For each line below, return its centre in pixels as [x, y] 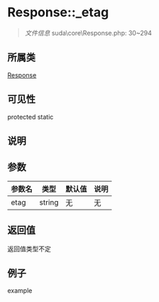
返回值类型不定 [29, 249]
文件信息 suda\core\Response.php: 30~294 [88, 33]
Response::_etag [58, 12]
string [49, 202]
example [20, 291]
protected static [31, 117]
